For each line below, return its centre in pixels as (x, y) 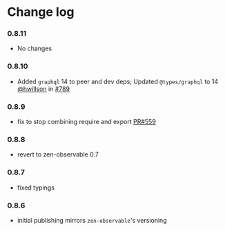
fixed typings (36, 188)
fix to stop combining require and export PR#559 (87, 122)
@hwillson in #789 (43, 89)
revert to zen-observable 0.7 (58, 154)
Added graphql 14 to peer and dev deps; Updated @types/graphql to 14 (118, 81)
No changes (35, 48)
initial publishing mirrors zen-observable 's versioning (92, 220)
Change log (41, 12)
